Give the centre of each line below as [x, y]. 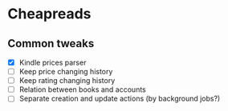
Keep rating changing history [67, 81]
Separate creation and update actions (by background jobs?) [120, 99]
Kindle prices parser [53, 62]
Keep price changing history [66, 72]
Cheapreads [49, 14]
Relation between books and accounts [82, 89]
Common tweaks [51, 44]
